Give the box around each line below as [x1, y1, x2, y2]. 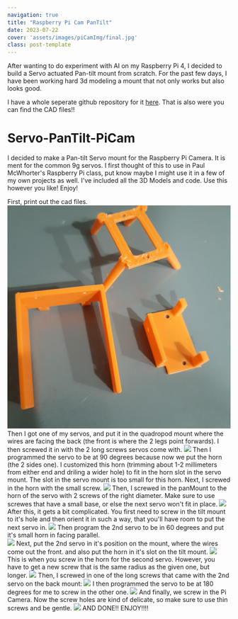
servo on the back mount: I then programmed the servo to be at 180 [7, 579, 214, 588]
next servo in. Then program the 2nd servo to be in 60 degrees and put [7, 523, 225, 532]
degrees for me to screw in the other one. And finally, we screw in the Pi [7, 588, 227, 596]
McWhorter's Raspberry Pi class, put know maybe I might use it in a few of [7, 169, 225, 177]
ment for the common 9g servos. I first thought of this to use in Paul [7, 161, 205, 170]
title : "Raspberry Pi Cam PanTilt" [7, 18, 113, 26]
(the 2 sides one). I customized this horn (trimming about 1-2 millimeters [7, 460, 217, 469]
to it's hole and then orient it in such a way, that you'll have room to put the [7, 515, 225, 523]
